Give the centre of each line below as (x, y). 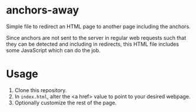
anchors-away (43, 10)
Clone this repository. (41, 90)
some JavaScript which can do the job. (54, 50)
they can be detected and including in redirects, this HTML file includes (93, 44)
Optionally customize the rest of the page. (65, 103)
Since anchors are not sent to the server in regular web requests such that (96, 38)
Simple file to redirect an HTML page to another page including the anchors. (99, 26)
